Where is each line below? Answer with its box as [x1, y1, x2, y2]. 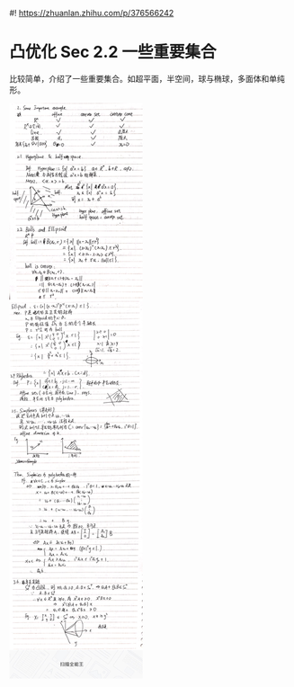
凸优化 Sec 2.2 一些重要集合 [9, 42, 218, 62]
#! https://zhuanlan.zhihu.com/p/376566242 [9, 8, 174, 18]
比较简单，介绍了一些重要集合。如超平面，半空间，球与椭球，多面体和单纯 [9, 73, 285, 84]
